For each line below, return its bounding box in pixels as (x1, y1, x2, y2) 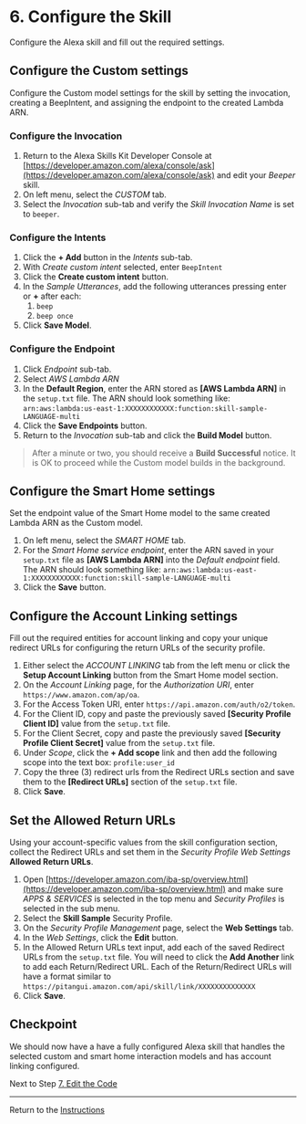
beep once (36, 312, 75, 321)
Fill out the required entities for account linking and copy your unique (9, 633, 269, 644)
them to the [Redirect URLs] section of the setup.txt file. (22, 776, 238, 787)
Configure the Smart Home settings (9, 484, 216, 499)
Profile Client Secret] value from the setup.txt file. (22, 738, 216, 749)
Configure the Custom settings (9, 63, 189, 79)
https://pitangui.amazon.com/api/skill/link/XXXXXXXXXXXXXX (22, 982, 256, 992)
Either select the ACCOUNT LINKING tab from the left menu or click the (22, 660, 291, 671)
